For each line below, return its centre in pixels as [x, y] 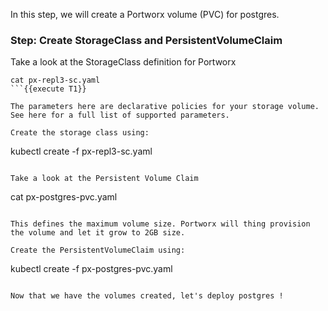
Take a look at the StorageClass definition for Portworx [123, 62]
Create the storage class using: [80, 133]
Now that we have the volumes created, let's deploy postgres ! [147, 296]
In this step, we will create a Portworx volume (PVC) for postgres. [145, 14]
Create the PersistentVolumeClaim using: [98, 250]
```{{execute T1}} [48, 89]
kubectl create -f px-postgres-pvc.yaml [91, 269]
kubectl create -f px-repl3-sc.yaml [81, 151]
